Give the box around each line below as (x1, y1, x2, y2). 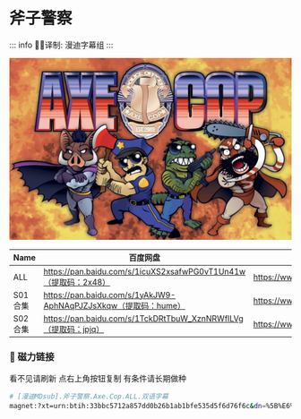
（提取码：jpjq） (43, 324, 105, 335)
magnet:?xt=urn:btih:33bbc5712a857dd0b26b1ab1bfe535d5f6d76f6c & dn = (9, 401, 267, 410)
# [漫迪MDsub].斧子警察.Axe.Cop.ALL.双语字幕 (9, 391, 168, 401)
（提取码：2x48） (43, 277, 110, 287)
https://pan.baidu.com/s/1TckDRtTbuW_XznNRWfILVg (43, 313, 244, 324)
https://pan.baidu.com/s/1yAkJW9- (43, 289, 176, 300)
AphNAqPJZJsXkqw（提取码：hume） (43, 300, 185, 311)
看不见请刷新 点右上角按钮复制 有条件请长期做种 (9, 372, 186, 383)
